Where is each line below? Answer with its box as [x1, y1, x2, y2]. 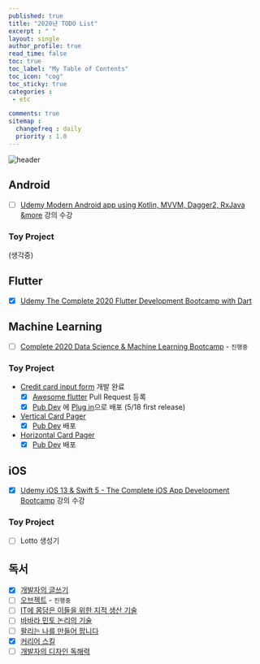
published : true [8, 11, 63, 20]
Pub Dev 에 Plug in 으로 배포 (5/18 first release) [32, 402, 186, 412]
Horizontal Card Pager [19, 430, 95, 440]
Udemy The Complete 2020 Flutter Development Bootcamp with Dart [19, 296, 252, 306]
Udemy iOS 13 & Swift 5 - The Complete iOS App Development [19, 485, 230, 496]
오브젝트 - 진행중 [19, 595, 71, 605]
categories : [8, 87, 53, 96]
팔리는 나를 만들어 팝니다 [19, 626, 99, 636]
